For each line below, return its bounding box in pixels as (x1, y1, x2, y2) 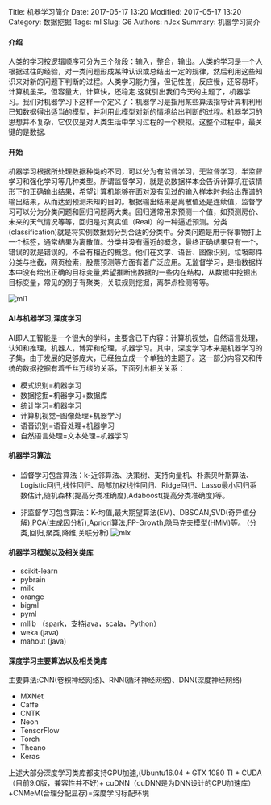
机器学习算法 (8, 451, 51, 460)
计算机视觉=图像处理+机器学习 (19, 410, 123, 420)
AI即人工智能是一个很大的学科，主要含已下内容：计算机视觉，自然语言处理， (8, 333, 263, 342)
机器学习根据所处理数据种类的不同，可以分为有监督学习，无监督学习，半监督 (8, 166, 263, 176)
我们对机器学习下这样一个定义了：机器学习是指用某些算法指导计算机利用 (22, 97, 263, 107)
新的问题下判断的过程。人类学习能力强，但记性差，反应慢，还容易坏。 (29, 77, 263, 86)
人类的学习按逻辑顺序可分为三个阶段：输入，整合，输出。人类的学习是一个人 (8, 57, 263, 66)
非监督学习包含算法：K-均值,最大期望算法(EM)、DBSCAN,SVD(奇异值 (19, 507, 250, 517)
